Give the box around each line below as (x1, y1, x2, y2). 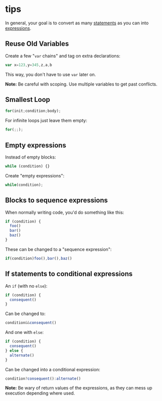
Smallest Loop (5, 95, 51, 104)
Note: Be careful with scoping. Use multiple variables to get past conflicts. (5, 81, 158, 87)
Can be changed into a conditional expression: (5, 366, 100, 372)
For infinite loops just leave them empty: (5, 118, 87, 124)
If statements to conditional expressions (5, 270, 133, 278)
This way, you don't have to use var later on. (5, 71, 96, 78)
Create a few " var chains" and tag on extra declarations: (5, 53, 121, 59)
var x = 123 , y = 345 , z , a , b (5, 62, 52, 68)
